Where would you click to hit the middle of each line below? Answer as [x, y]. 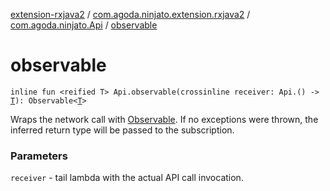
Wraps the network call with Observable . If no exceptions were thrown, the [164, 119]
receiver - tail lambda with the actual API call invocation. [127, 178]
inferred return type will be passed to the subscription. [122, 130]
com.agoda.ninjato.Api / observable [84, 25]
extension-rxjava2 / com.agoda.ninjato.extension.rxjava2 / [130, 14]
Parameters [39, 156]
